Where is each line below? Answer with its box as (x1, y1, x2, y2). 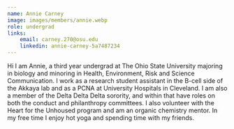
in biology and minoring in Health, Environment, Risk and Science (7, 69, 195, 77)
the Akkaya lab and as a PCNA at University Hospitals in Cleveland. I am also (7, 84, 228, 92)
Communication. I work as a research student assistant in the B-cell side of (7, 77, 224, 84)
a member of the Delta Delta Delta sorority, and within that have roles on (7, 91, 215, 100)
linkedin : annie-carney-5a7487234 (20, 43, 120, 50)
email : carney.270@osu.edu (20, 36, 98, 43)
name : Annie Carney (7, 10, 64, 17)
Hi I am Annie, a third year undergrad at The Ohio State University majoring (7, 62, 223, 70)
